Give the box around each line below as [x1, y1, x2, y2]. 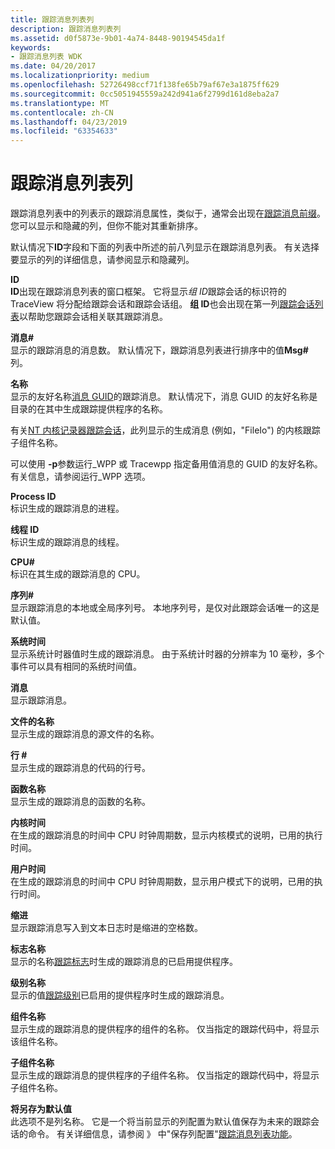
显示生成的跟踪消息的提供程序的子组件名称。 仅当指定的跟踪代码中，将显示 [10, 1069, 320, 1081]
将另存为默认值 [10, 1103, 72, 1115]
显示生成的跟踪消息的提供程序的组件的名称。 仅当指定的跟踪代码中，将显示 [10, 1023, 320, 1035]
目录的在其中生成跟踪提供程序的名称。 [10, 403, 168, 415]
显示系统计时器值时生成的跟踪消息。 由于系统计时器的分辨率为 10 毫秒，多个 [10, 648, 325, 660]
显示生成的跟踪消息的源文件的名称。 [10, 728, 160, 740]
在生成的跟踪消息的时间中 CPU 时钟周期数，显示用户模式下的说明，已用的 [10, 876, 315, 888]
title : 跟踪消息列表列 [10, 14, 95, 25]
